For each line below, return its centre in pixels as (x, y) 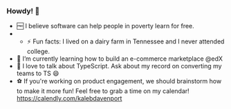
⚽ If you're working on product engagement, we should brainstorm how (119, 81)
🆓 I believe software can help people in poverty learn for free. (105, 26)
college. (38, 52)
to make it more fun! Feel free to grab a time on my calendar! (103, 91)
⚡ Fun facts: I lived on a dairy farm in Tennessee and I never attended (126, 41)
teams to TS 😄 (38, 73)
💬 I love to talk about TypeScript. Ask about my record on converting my (119, 66)
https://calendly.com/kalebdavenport (69, 99)
